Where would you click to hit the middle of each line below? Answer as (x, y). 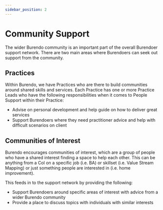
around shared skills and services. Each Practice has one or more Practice (80, 90)
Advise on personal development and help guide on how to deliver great (85, 110)
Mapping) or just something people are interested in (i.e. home (68, 168)
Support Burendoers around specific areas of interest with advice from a (85, 192)
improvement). (20, 173)
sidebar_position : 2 (26, 10)
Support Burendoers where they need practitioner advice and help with (84, 120)
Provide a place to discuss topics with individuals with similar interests (83, 203)
